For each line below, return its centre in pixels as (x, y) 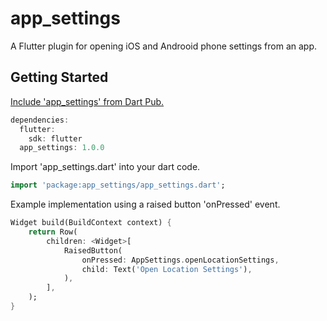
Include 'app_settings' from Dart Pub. (87, 101)
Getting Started (59, 77)
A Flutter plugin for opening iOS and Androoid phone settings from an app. (164, 46)
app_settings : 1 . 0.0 (62, 148)
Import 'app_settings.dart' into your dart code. (105, 167)
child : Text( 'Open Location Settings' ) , (167, 269)
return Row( (53, 232)
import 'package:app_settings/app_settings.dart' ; (118, 185)
